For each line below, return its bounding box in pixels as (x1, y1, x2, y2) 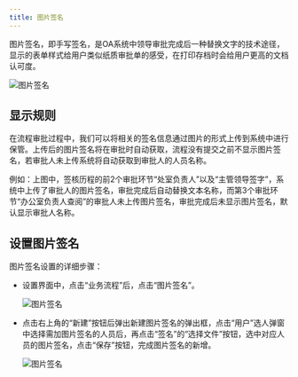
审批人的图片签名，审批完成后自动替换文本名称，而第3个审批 (47, 185, 271, 196)
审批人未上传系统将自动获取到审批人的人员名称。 (32, 155, 211, 166)
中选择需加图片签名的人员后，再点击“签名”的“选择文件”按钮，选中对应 (21, 329, 278, 340)
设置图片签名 (9, 236, 80, 251)
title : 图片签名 (9, 12, 64, 22)
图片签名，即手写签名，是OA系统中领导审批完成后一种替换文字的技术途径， (9, 38, 285, 49)
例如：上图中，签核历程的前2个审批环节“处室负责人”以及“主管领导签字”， (9, 174, 277, 185)
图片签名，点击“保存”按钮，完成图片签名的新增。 (37, 340, 216, 350)
